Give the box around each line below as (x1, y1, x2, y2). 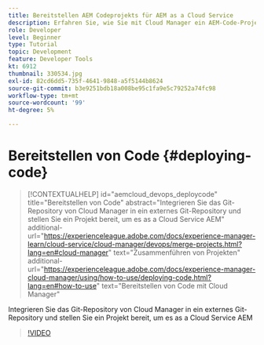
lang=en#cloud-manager (27, 248, 108, 257)
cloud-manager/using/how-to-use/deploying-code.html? (27, 272, 212, 282)
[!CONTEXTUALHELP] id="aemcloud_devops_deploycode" (27, 189, 218, 198)
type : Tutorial (8, 41, 58, 49)
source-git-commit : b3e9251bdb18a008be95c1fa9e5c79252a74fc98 (8, 84, 216, 93)
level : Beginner (8, 33, 61, 42)
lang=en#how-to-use (27, 281, 97, 290)
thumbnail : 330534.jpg (8, 70, 82, 78)
